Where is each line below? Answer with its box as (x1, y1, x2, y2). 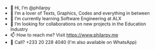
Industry (10, 26, 28, 32)
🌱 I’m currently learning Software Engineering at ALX (10, 16, 122, 21)
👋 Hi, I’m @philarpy (10, 5, 51, 11)
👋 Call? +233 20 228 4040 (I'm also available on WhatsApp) (10, 39, 137, 45)
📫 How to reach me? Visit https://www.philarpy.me (10, 32, 119, 38)
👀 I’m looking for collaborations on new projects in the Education (10, 21, 146, 27)
